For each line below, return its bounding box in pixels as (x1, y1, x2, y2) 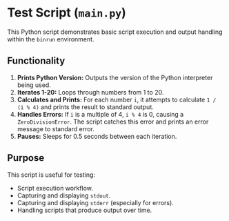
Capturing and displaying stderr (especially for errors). (17, 198, 174, 206)
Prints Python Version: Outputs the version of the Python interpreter (17, 73, 213, 81)
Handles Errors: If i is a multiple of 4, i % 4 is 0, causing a (17, 110, 184, 118)
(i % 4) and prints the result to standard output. (17, 102, 154, 111)
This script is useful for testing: (7, 171, 95, 179)
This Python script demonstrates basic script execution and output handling (7, 28, 223, 36)
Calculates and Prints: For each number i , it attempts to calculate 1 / (17, 95, 217, 104)
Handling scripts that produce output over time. (17, 206, 152, 214)
